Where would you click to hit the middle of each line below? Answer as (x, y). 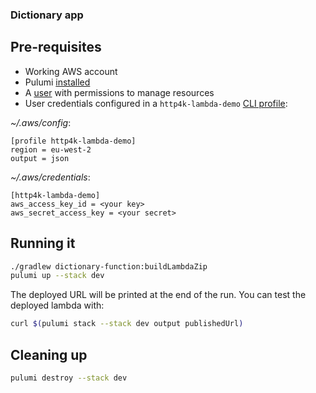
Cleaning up (49, 354)
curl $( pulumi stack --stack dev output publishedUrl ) (127, 324)
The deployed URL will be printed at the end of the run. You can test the (158, 295)
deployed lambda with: (57, 305)
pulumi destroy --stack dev (69, 378)
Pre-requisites (56, 47)
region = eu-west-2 (51, 149)
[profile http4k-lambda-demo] (73, 141)
